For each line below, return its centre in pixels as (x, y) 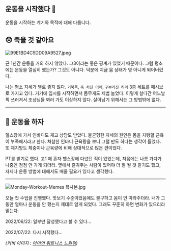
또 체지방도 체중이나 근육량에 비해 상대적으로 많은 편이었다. (64, 148)
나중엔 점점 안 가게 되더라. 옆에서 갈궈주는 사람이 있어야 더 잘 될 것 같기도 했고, (83, 165)
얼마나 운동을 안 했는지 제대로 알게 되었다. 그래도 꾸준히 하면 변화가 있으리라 (90, 204)
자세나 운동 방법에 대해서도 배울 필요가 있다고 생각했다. (60, 171)
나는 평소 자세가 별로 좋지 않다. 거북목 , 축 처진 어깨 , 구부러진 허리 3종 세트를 (78, 87)
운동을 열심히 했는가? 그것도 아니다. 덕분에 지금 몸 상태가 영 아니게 (80, 69)
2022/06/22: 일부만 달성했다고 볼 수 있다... (48, 221)
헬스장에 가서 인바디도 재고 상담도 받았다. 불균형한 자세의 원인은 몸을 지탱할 (80, 135)
